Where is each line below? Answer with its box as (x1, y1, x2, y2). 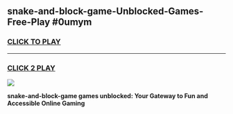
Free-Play (7, 17, 51, 28)
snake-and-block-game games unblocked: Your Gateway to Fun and (7, 91, 208, 99)
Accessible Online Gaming (7, 99, 85, 107)
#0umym (51, 17, 92, 28)
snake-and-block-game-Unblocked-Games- (7, 6, 204, 17)
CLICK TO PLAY (7, 37, 61, 47)
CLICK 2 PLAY (7, 63, 55, 73)
